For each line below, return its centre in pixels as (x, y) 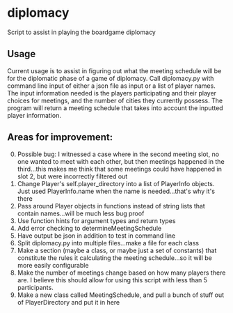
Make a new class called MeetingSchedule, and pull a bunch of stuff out (121, 295)
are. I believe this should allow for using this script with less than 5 (112, 280)
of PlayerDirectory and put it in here (69, 302)
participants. (35, 287)
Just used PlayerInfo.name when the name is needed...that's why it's (116, 191)
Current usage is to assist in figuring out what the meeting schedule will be (114, 70)
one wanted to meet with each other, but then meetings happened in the (121, 161)
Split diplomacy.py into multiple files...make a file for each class (108, 243)
